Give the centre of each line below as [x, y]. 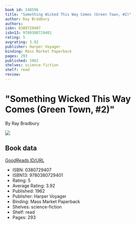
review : [13, 75]
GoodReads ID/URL [25, 160]
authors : [14, 24]
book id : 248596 [22, 10]
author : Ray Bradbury [27, 19]
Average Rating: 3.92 [34, 186]
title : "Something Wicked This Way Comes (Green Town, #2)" [68, 14]
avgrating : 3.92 [22, 42]
